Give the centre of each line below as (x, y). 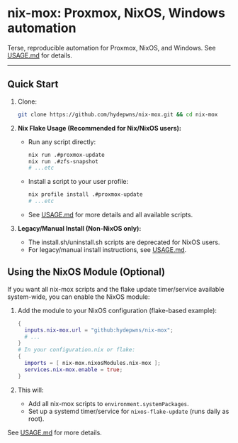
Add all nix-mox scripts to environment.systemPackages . (108, 403)
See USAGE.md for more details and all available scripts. (110, 215)
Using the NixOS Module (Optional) (86, 272)
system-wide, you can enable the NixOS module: (79, 297)
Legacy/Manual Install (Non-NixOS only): (79, 228)
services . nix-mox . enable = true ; (74, 370)
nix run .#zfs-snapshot (63, 161)
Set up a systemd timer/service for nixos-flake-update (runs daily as (129, 411)
